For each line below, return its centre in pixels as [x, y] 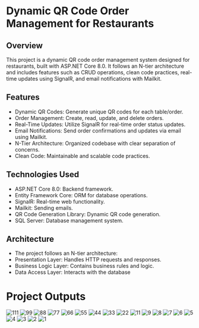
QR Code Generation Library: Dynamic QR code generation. [88, 214]
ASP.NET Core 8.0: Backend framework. [64, 189]
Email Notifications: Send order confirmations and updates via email [98, 130]
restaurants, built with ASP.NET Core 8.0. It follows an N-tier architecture [95, 66]
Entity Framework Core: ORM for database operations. [81, 195]
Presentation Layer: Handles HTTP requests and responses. [88, 260]
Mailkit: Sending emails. [44, 208]
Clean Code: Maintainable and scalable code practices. [82, 156]
